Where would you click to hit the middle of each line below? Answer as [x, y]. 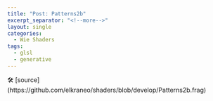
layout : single [30, 27]
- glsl [23, 53]
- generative [33, 60]
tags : [15, 46]
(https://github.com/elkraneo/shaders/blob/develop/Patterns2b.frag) [107, 90]
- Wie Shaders [34, 40]
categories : [25, 33]
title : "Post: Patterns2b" [47, 14]
